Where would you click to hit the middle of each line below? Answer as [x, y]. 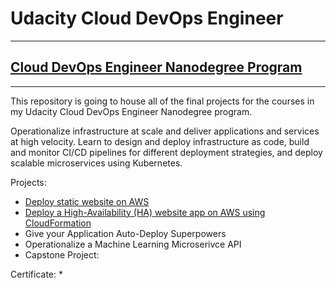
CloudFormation [58, 223]
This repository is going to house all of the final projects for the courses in [162, 101]
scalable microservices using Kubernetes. [96, 163]
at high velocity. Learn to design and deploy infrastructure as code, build [160, 141]
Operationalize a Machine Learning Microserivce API [133, 244]
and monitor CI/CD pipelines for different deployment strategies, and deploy [166, 152]
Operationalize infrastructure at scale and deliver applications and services [165, 131]
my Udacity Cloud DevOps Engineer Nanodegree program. [131, 111]
